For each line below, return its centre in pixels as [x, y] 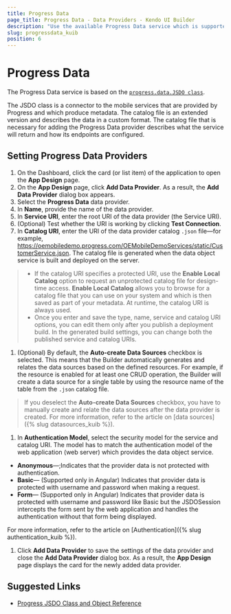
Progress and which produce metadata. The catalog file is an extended [108, 113]
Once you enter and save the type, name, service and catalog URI [128, 317]
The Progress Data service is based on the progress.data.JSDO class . [106, 92]
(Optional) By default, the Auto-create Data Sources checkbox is [110, 352]
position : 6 [24, 39]
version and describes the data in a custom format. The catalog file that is [112, 120]
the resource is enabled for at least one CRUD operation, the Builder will [119, 374]
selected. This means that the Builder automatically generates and [111, 360]
